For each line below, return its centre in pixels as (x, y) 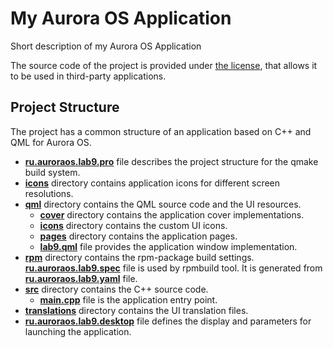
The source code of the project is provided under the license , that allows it (164, 65)
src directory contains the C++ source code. (116, 289)
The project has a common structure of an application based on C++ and (161, 131)
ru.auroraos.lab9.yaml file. (81, 278)
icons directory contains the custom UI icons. (133, 225)
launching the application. (78, 331)
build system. (52, 172)
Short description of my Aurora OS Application (106, 46)
